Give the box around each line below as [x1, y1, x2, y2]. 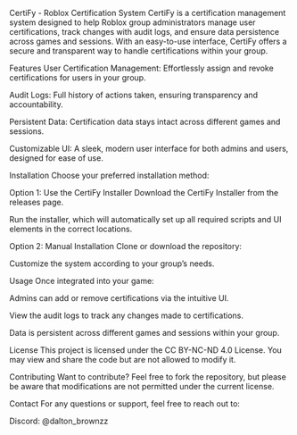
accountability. [9, 99, 64, 110]
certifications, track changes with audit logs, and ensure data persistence [9, 27, 279, 37]
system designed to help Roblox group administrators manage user [9, 17, 256, 28]
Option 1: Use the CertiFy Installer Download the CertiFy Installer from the [9, 188, 279, 197]
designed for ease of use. [9, 153, 104, 163]
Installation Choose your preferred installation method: [9, 170, 210, 180]
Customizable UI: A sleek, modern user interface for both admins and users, [9, 143, 289, 154]
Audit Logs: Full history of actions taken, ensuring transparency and [9, 89, 259, 100]
